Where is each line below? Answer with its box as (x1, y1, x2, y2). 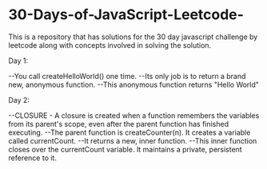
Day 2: (8, 95, 30, 104)
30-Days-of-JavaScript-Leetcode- (8, 6, 244, 24)
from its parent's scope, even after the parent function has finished (8, 119, 229, 128)
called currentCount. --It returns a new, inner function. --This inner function (8, 136, 257, 145)
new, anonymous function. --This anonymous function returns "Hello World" (8, 80, 260, 89)
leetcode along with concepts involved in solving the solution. (8, 40, 212, 49)
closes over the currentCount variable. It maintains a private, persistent (8, 144, 242, 154)
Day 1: (8, 56, 29, 65)
